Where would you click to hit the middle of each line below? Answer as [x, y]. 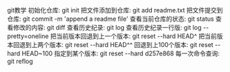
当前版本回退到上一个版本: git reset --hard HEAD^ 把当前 [137, 36]
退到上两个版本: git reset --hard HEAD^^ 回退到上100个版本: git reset [116, 45]
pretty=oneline [28, 36]
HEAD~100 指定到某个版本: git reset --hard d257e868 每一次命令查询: [121, 53]
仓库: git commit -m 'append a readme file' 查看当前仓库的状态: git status [111, 19]
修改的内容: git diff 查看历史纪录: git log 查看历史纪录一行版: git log [107, 27]
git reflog [20, 61]
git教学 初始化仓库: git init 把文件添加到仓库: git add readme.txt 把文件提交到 [115, 10]
